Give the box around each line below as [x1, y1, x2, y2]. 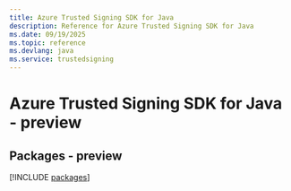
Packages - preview [9, 148, 123, 163]
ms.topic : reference [9, 38, 87, 48]
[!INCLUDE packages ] [9, 172, 90, 182]
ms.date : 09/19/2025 [9, 30, 87, 39]
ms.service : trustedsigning [9, 55, 115, 64]
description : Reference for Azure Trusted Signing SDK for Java [9, 22, 254, 30]
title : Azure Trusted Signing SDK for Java [9, 13, 175, 22]
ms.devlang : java [9, 47, 74, 56]
